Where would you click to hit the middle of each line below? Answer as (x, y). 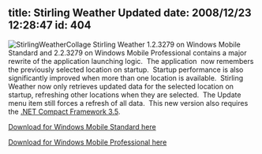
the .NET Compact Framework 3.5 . (64, 111)
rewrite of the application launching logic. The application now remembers (131, 61)
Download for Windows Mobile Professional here (88, 142)
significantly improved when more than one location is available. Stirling (126, 77)
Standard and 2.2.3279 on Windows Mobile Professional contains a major (127, 53)
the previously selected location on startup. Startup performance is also (126, 69)
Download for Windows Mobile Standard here (82, 126)
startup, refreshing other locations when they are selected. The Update (125, 95)
